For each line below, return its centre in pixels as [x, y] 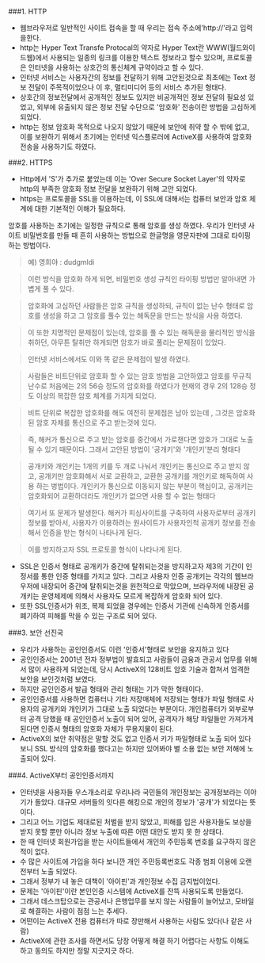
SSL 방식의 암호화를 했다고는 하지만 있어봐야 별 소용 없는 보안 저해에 [140, 749]
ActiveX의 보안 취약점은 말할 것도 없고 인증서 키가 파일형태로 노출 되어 [128, 739]
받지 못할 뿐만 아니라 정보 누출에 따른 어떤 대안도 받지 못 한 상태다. [121, 832]
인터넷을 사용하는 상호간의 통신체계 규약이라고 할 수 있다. [116, 67]
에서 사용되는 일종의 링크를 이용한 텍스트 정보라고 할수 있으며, [130, 57]
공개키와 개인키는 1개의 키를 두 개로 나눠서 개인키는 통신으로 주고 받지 [134, 466]
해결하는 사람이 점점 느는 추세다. [78, 911]
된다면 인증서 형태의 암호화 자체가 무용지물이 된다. [97, 729]
